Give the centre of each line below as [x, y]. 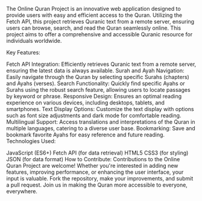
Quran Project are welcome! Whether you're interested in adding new [92, 166]
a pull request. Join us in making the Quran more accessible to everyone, [97, 185]
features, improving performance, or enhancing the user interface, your [95, 172]
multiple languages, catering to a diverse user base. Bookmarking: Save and [101, 128]
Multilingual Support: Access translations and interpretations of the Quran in [101, 122]
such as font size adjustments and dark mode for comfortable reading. [94, 115]
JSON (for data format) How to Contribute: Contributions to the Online [93, 159]
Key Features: [23, 53]
